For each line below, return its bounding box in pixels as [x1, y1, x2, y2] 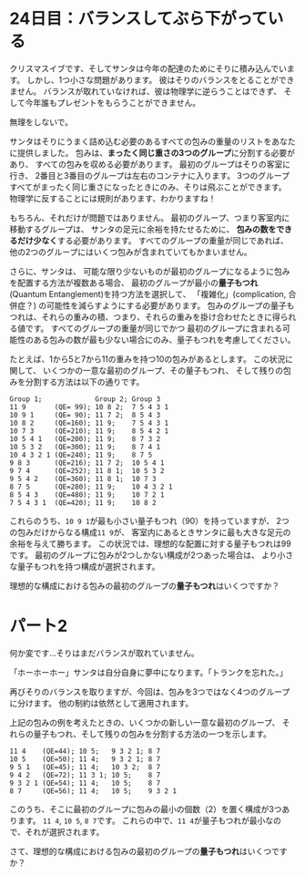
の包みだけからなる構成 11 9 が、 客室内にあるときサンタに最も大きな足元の [9, 526, 291, 538]
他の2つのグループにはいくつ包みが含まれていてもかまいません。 [9, 246, 252, 257]
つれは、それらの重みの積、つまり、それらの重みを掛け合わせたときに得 [9, 311, 280, 322]
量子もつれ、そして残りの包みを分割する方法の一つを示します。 [33, 728, 271, 739]
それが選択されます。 [25, 826, 105, 837]
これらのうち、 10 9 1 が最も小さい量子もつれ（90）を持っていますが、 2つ [9, 515, 290, 526]
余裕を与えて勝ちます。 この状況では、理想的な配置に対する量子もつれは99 [9, 538, 291, 549]
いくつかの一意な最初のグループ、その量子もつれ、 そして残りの [42, 365, 284, 376]
